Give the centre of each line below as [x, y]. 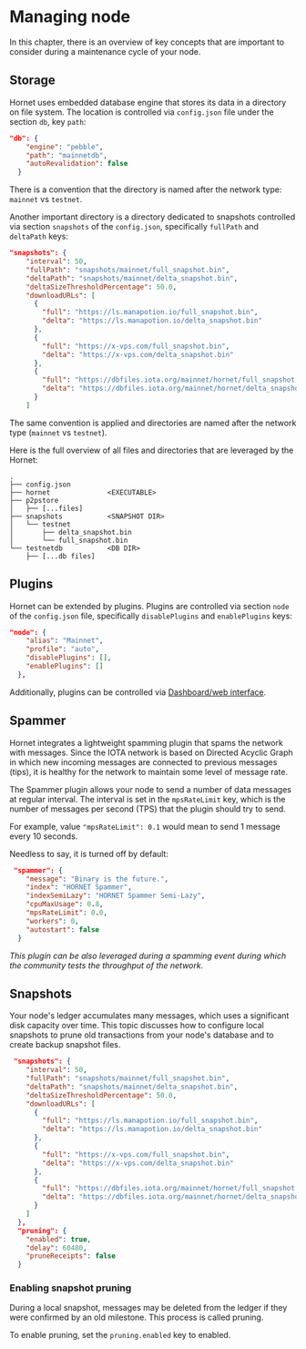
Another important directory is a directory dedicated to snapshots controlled [153, 217]
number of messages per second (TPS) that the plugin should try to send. [148, 809]
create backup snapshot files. [65, 1045]
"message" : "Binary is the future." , [97, 879]
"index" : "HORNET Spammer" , [79, 887]
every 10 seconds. [44, 836]
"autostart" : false [63, 930]
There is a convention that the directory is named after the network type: [146, 189]
